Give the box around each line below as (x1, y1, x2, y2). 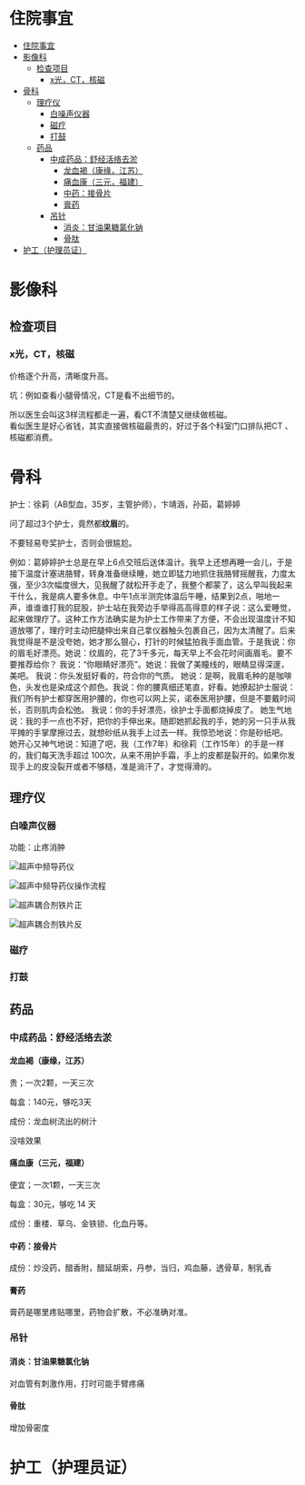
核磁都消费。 (9, 431, 57, 442)
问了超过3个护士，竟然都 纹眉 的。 (9, 518, 134, 529)
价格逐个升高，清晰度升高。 (9, 370, 113, 381)
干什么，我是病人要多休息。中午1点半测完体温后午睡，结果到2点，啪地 (9, 590, 272, 601)
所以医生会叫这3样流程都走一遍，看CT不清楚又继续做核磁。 (9, 409, 232, 420)
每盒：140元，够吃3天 (9, 1096, 93, 1107)
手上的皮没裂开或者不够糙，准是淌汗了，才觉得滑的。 (16, 760, 216, 772)
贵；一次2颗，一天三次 (9, 1077, 94, 1088)
